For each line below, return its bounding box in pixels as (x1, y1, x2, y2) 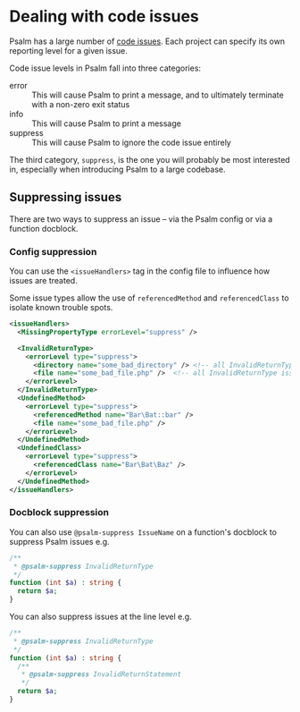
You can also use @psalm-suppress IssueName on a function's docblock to (9, 526, 277, 538)
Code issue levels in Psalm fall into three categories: (9, 63, 202, 73)
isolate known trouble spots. (9, 302, 113, 313)
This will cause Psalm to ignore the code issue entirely (31, 137, 232, 148)
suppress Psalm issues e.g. (9, 536, 110, 547)
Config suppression (9, 245, 97, 258)
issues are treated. (9, 275, 78, 286)
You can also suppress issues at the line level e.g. (9, 611, 192, 623)
